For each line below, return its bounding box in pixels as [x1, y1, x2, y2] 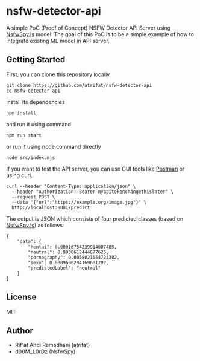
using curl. [6, 171, 33, 179]
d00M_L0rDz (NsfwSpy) [14, 348, 76, 355]
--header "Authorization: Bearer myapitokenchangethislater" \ [11, 189, 173, 195]
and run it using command [6, 120, 71, 128]
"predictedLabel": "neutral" [28, 265, 101, 271]
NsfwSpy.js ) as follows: [6, 221, 64, 229]
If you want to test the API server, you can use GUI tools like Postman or [6, 165, 185, 172]
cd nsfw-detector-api [6, 88, 61, 94]
